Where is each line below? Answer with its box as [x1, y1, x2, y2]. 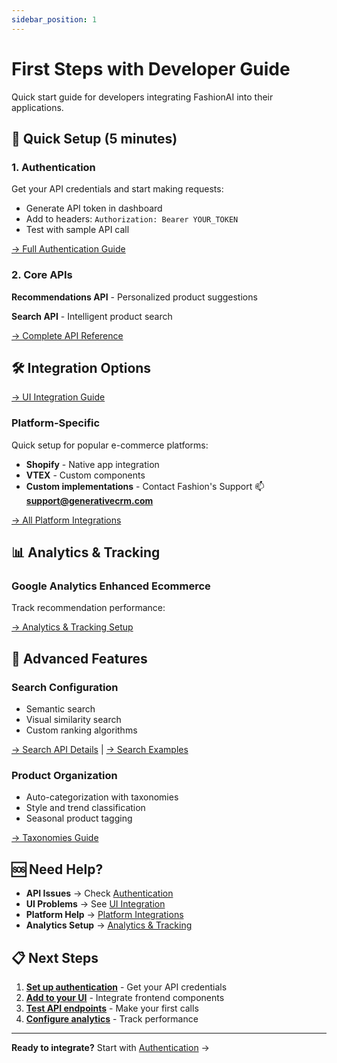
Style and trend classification [25, 802, 146, 814]
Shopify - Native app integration [25, 458, 160, 470]
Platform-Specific [11, 416, 101, 430]
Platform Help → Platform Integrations [25, 909, 184, 921]
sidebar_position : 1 [11, 14, 98, 25]
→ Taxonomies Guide [11, 832, 99, 844]
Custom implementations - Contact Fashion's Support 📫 [25, 480, 265, 492]
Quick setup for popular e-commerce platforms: [11, 439, 209, 451]
